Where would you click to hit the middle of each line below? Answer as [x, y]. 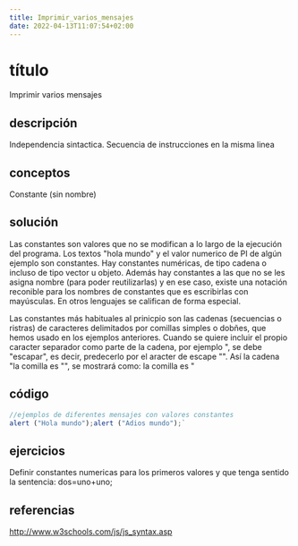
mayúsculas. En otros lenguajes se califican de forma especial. [125, 301]
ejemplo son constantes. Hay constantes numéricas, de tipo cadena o [138, 263]
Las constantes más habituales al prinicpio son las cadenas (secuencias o [145, 318]
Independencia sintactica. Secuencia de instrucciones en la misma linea [142, 145]
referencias [42, 510]
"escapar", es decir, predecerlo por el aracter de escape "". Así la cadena [145, 356]
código [29, 394]
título [29, 70]
